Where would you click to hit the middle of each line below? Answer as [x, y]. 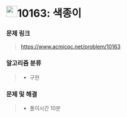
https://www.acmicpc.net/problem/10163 [70, 47]
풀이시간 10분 [45, 108]
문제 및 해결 [22, 94]
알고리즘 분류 [24, 63]
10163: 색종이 [50, 13]
